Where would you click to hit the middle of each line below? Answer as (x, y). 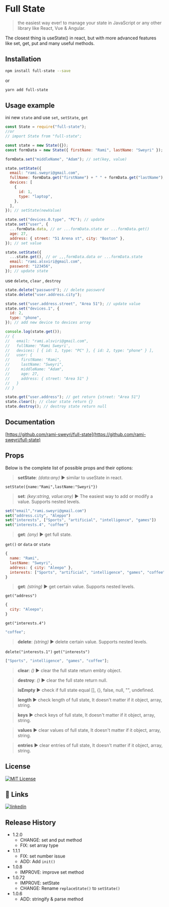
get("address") (21, 596)
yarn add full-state (27, 90)
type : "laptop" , (35, 196)
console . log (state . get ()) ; (33, 332)
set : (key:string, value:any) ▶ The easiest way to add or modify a (85, 496)
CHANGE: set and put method (51, 840)
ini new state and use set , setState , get (47, 118)
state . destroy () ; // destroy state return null (56, 407)
